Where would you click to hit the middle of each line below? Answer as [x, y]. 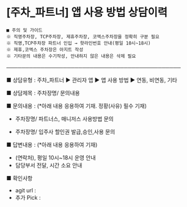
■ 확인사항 [20, 178]
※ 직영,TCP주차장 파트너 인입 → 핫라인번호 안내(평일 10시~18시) [79, 43]
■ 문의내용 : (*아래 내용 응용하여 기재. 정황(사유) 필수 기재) [77, 106]
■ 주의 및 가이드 [24, 30]
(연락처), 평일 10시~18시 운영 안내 [55, 157]
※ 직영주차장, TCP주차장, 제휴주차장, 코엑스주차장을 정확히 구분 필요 [83, 37]
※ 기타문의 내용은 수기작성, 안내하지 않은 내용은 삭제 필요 [71, 56]
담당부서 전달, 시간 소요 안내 [49, 165]
